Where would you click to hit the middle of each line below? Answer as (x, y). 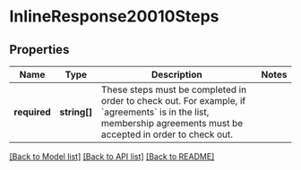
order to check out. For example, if (174, 101)
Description (177, 75)
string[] (76, 112)
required (32, 112)
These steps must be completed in (174, 89)
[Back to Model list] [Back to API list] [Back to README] (112, 157)
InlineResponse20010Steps (114, 17)
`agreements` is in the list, (155, 112)
